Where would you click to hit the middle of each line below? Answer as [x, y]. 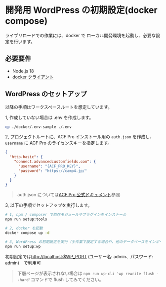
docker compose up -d [27, 233]
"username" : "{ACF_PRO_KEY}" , [49, 167]
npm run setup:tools [26, 219]
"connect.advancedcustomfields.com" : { [55, 162]
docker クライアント [33, 77]
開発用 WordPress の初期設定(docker [81, 10]
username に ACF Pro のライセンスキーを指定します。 [59, 143]
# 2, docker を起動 [24, 229]
